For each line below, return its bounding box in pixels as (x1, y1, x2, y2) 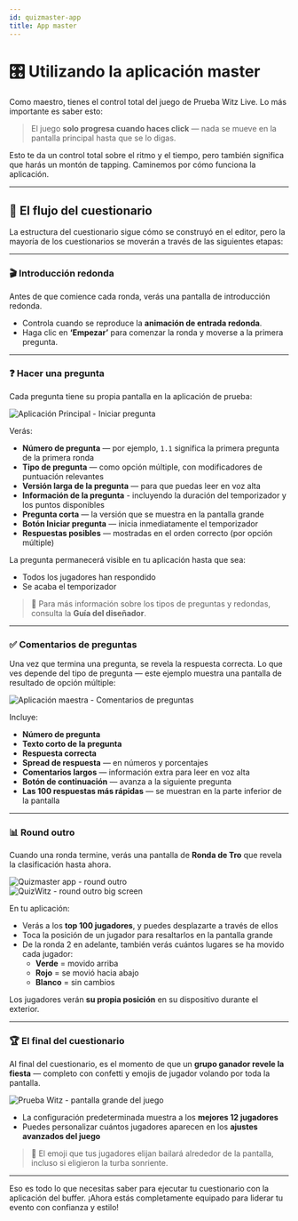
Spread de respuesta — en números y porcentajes (21, 758, 208, 768)
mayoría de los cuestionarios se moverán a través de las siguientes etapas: (9, 237, 284, 247)
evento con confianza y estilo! (9, 1201, 120, 1212)
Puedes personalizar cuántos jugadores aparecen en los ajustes (21, 1121, 259, 1132)
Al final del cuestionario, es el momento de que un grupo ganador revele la (9, 1058, 285, 1069)
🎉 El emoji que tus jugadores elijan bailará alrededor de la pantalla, (30, 1148, 274, 1159)
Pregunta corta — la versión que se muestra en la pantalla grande (21, 509, 264, 519)
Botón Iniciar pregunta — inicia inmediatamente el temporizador (21, 518, 259, 529)
